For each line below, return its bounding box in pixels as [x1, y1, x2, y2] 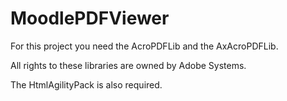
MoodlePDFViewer [10, 7, 170, 30]
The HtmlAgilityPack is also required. [10, 78, 163, 91]
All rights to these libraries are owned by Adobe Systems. [10, 59, 247, 71]
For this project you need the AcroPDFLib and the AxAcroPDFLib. [10, 40, 279, 52]
